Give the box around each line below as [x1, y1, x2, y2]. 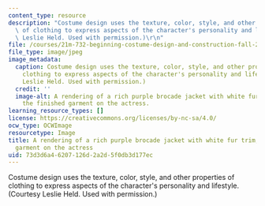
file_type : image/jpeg [8, 48, 83, 56]
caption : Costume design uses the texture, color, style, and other [15, 63, 245, 71]
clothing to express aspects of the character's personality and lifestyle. [8, 181, 239, 190]
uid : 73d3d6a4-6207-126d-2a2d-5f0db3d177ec [8, 151, 154, 159]
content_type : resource [8, 11, 87, 20]
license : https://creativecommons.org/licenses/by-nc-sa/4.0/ [8, 114, 217, 122]
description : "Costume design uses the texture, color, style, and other [8, 19, 256, 27]
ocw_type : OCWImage [8, 122, 73, 129]
